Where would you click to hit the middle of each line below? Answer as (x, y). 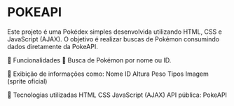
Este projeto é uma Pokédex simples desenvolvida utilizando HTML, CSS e (115, 32)
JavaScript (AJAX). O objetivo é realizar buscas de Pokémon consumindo (113, 39)
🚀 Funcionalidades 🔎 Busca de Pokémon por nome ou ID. (89, 60)
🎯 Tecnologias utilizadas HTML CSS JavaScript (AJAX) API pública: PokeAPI (117, 95)
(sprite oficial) (27, 81)
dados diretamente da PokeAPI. (53, 46)
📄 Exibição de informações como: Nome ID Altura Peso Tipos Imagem (108, 74)
